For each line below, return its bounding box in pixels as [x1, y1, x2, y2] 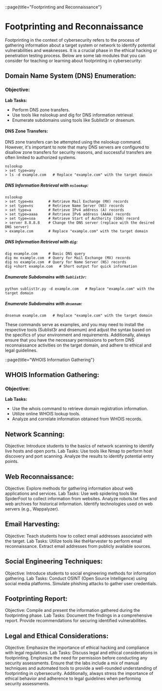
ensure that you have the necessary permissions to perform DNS [5, 337, 134, 343]
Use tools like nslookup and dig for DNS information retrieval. [12, 112, 134, 118]
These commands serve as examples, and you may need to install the [5, 321, 144, 327]
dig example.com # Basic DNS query [5, 251, 86, 256]
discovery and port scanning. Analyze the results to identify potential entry [5, 453, 154, 459]
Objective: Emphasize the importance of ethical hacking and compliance [5, 645, 149, 651]
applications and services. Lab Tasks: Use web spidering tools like [5, 491, 137, 496]
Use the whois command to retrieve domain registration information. [12, 406, 148, 411]
